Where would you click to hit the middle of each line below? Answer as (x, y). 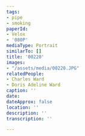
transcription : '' (29, 118)
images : (16, 62)
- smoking (19, 23)
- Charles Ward (25, 79)
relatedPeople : (25, 74)
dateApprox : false (29, 102)
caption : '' (21, 91)
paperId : (17, 29)
